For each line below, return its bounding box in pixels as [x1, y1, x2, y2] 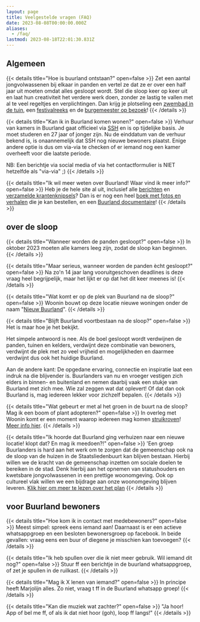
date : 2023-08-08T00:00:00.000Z [6, 20, 87, 26]
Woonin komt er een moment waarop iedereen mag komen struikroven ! [6, 415, 181, 422]
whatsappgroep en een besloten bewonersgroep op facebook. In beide [6, 530, 181, 537]
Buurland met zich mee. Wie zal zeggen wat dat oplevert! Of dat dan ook [6, 385, 185, 392]
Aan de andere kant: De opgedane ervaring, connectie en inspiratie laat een [6, 365, 193, 373]
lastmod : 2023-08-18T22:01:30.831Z [6, 36, 95, 42]
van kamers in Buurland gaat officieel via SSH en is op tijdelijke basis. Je [6, 124, 184, 132]
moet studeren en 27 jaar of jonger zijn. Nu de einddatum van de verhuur [6, 130, 186, 138]
